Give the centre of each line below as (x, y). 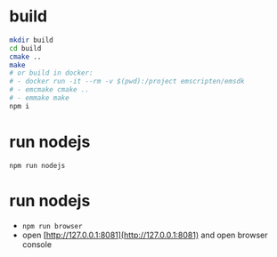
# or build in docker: (51, 73)
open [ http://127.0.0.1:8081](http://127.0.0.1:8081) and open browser (145, 235)
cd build (25, 48)
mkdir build (31, 40)
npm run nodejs (37, 165)
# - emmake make (39, 98)
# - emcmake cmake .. (49, 90)
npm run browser (52, 226)
